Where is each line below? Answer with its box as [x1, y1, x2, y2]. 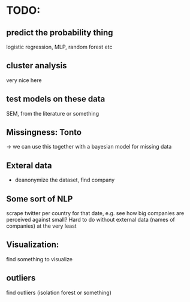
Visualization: [6, 240, 59, 250]
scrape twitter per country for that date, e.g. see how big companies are [6, 210, 185, 217]
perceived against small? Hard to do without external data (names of [6, 216, 176, 224]
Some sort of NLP [6, 194, 73, 204]
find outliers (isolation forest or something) [6, 289, 112, 296]
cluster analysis [6, 61, 67, 71]
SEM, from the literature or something [6, 110, 99, 117]
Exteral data [6, 160, 52, 171]
